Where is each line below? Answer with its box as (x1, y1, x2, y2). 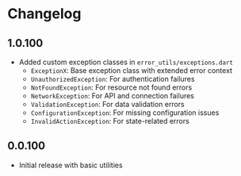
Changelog (7, 5, 82, 23)
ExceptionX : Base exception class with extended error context (30, 66, 233, 75)
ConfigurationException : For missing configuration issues (30, 108, 220, 117)
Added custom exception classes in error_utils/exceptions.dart (18, 57, 233, 67)
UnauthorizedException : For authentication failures (30, 75, 195, 83)
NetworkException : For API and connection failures (30, 91, 195, 100)
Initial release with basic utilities (18, 160, 124, 170)
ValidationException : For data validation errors (30, 100, 185, 109)
